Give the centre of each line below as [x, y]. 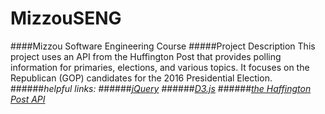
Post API [28, 99]
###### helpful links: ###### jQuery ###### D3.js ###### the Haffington [161, 88]
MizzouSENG [66, 18]
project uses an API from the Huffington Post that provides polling [146, 56]
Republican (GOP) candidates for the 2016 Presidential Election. [141, 78]
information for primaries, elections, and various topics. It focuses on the [160, 67]
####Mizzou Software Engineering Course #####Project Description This [163, 46]
